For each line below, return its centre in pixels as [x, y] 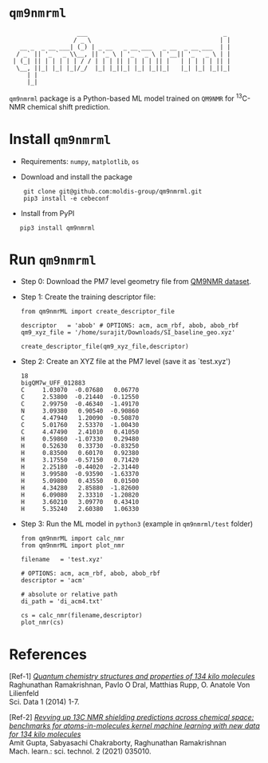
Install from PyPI [47, 213]
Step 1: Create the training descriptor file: [88, 297]
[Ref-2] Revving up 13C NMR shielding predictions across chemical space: [132, 717]
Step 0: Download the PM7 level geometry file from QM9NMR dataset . [136, 282]
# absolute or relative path [69, 595]
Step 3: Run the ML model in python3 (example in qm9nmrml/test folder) [137, 524]
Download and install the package [76, 177]
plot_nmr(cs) [42, 623]
